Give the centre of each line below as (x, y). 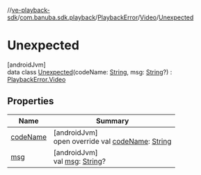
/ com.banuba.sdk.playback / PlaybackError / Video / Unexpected (105, 17)
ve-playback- (31, 10)
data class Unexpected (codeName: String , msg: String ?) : (90, 72)
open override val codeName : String (112, 141)
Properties (31, 101)
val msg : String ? (80, 161)
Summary (113, 121)
